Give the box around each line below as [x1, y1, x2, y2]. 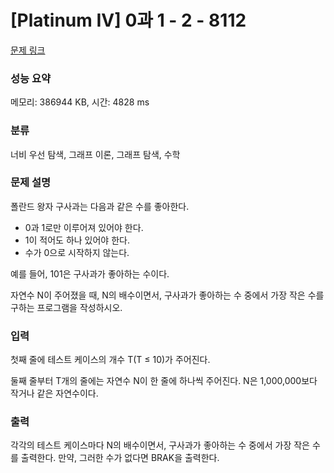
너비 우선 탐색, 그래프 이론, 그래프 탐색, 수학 [10, 148, 181, 160]
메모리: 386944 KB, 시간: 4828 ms [10, 96, 150, 108]
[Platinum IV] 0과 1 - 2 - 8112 [10, 9, 247, 32]
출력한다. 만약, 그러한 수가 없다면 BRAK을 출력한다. [20, 452, 220, 464]
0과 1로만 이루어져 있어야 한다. [24, 221, 144, 233]
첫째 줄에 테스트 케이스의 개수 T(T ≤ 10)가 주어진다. [10, 354, 211, 366]
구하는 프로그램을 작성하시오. [10, 301, 123, 313]
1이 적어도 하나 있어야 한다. [24, 234, 130, 246]
